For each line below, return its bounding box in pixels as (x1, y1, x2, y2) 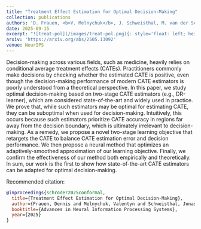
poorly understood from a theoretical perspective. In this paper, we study (6, 84, 187, 91)
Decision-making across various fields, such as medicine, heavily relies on (6, 58, 190, 66)
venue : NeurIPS (6, 42, 44, 48)
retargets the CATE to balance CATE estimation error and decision (6, 135, 169, 142)
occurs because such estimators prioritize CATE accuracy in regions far (6, 115, 184, 123)
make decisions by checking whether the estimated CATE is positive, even (6, 71, 190, 78)
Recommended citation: (6, 178, 65, 185)
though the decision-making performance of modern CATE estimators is (6, 77, 184, 84)
